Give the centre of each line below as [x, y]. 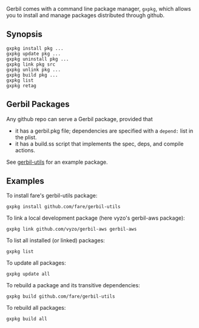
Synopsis [24, 34]
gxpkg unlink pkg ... [34, 69]
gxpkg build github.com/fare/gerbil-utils [61, 297]
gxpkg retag [21, 85]
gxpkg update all [28, 274]
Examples [25, 181]
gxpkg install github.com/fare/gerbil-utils [63, 207]
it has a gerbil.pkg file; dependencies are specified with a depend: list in [104, 131]
